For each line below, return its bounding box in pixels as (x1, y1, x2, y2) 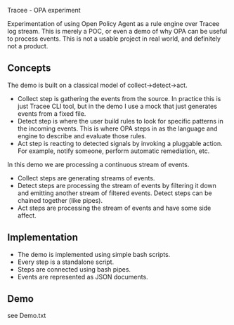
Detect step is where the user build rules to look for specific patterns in (17, 117, 223, 125)
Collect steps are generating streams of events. (17, 173, 155, 182)
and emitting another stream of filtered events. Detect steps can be (17, 189, 212, 197)
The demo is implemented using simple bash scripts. (17, 250, 171, 258)
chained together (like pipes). (17, 196, 103, 204)
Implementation (7, 232, 79, 244)
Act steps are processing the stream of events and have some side (17, 204, 212, 212)
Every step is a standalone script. (17, 258, 115, 266)
